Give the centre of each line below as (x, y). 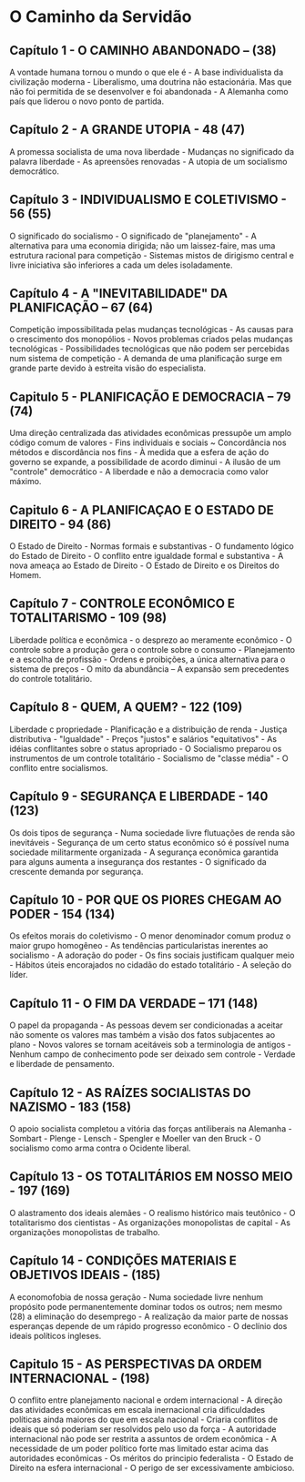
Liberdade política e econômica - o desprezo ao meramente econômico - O (151, 640)
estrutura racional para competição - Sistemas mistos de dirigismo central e (152, 255)
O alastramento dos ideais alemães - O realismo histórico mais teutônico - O (152, 1213)
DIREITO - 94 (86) (61, 524)
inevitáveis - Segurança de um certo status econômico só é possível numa (149, 842)
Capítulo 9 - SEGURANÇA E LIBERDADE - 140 (139, 797)
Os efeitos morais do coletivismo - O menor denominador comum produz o (150, 936)
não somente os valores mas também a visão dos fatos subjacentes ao (142, 1035)
